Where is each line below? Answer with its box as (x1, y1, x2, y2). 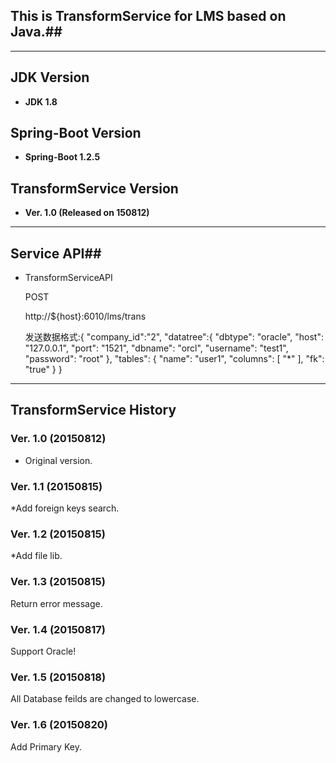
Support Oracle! (10, 645, 77, 657)
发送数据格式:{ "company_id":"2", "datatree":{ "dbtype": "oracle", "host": (24, 331, 324, 343)
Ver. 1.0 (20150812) (10, 432, 107, 446)
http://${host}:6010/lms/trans (24, 310, 147, 323)
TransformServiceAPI (24, 272, 113, 284)
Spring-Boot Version (10, 125, 142, 142)
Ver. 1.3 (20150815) (10, 575, 106, 589)
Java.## (10, 24, 63, 41)
